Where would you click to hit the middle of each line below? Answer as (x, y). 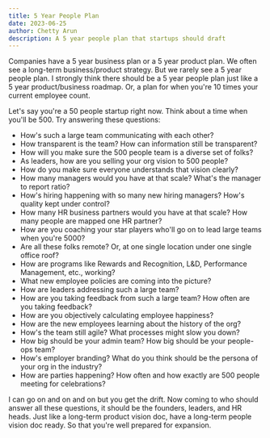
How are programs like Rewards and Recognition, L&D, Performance (134, 264)
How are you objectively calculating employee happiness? (117, 315)
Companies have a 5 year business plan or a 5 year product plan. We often (133, 61)
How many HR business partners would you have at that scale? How (134, 213)
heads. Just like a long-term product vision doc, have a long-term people (130, 417)
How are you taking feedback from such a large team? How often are (135, 298)
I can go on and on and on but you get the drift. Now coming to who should (133, 399)
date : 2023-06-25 (38, 23)
